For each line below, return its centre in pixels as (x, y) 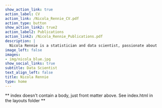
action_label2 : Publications (34, 32)
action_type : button (26, 23)
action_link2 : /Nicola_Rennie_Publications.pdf (54, 37)
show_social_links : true (30, 63)
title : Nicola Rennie (27, 77)
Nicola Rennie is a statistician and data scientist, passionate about (83, 46)
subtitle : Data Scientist (31, 68)
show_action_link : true (29, 9)
